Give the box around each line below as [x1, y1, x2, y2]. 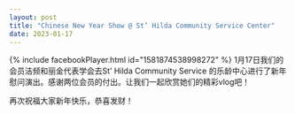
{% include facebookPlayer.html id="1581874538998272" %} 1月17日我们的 [9, 55, 284, 65]
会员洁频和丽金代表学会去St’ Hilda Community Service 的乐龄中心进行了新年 [9, 65, 287, 76]
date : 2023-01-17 [9, 29, 74, 38]
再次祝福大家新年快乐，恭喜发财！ [9, 95, 134, 106]
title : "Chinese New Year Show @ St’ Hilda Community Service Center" [9, 21, 276, 30]
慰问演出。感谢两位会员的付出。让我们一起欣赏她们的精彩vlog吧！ [9, 77, 251, 87]
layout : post [9, 12, 58, 22]
